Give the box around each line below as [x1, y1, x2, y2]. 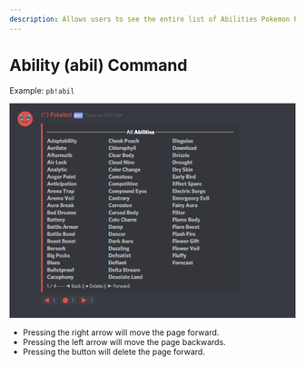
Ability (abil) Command [9, 54, 188, 75]
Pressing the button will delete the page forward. [22, 346, 206, 358]
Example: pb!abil [9, 84, 75, 95]
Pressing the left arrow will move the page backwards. [22, 337, 227, 348]
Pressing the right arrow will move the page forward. [22, 327, 220, 338]
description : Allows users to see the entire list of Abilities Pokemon [9, 15, 290, 24]
